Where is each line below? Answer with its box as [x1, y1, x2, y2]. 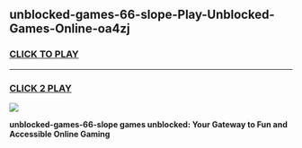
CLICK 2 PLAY [9, 82, 72, 94]
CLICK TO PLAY [9, 48, 79, 61]
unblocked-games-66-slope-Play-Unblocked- [9, 7, 275, 22]
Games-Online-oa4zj [9, 22, 130, 37]
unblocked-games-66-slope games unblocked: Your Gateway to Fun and [9, 118, 288, 129]
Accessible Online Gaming [9, 128, 111, 139]
